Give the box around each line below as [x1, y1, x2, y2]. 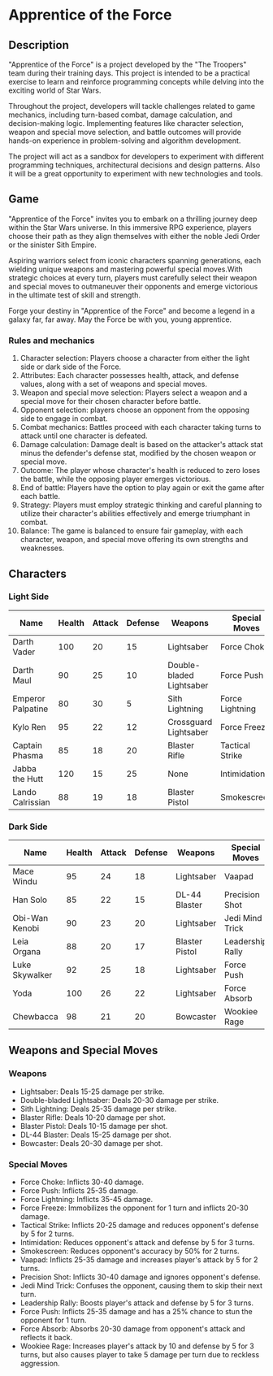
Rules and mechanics [8, 335, 95, 346]
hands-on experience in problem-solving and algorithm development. [8, 136, 241, 145]
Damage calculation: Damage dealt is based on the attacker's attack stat [19, 440, 263, 449]
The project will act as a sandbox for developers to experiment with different [8, 152, 264, 161]
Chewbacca [12, 1011, 58, 1022]
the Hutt [12, 773, 44, 784]
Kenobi [12, 922, 40, 934]
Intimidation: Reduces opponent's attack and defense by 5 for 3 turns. [19, 1238, 255, 1248]
